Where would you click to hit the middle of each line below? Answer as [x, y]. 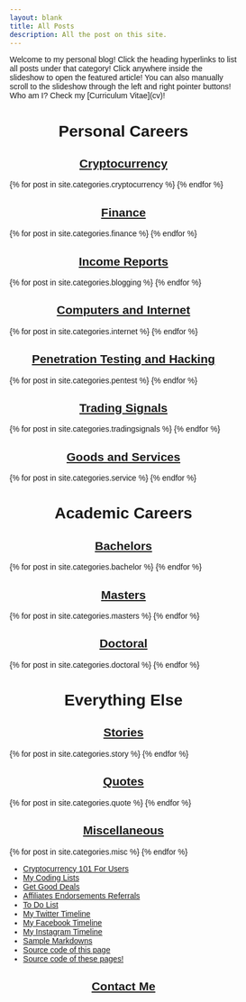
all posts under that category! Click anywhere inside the [106, 69]
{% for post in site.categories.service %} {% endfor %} [103, 478]
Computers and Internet [123, 310]
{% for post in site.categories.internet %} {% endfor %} [104, 331]
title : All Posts [42, 26]
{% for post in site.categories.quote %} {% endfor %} [100, 802]
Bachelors [123, 545]
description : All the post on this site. [88, 34]
